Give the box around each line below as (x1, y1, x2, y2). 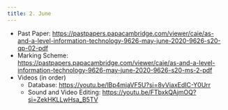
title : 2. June (7, 10, 52, 17)
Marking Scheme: (17, 51, 68, 59)
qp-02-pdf (17, 44, 49, 52)
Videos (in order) (17, 73, 66, 82)
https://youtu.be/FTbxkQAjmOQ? (102, 88, 197, 96)
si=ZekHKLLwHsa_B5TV (27, 95, 99, 104)
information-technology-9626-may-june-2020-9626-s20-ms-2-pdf (17, 66, 213, 74)
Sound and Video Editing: (27, 88, 101, 96)
